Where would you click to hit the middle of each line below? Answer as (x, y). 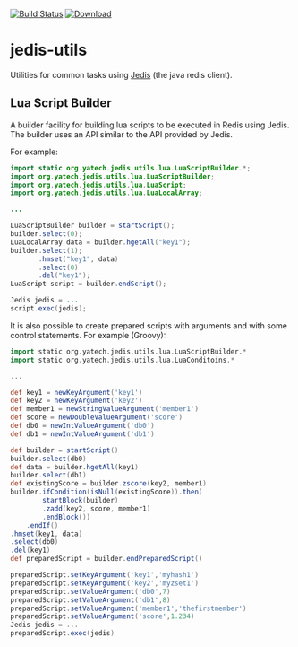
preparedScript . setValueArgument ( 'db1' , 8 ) (90, 600)
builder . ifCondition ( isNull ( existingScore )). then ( (106, 492)
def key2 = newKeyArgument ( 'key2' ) (77, 401)
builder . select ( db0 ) (49, 459)
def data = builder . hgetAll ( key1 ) (75, 467)
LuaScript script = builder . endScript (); (89, 284)
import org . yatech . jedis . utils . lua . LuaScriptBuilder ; (113, 176)
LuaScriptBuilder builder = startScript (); (93, 226)
